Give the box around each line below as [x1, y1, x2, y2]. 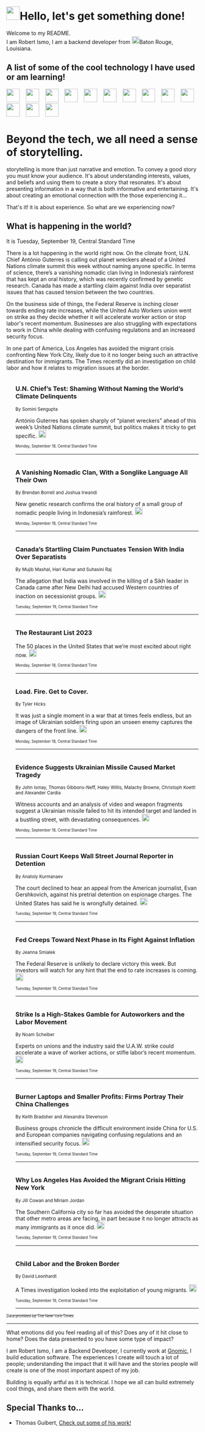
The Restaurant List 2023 [15, 628, 93, 637]
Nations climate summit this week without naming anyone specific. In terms [6, 262, 196, 269]
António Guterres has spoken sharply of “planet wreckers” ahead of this [15, 417, 196, 424]
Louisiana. [6, 45, 32, 52]
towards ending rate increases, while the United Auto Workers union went [6, 307, 192, 314]
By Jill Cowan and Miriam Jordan [15, 1197, 85, 1204]
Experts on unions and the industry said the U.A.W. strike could [15, 1042, 174, 1050]
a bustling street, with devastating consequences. [15, 816, 141, 823]
